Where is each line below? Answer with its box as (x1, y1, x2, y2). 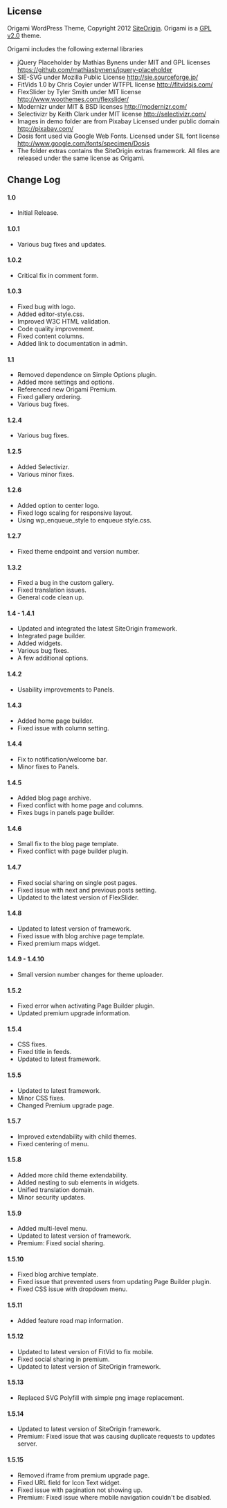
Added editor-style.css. (17, 310, 84, 318)
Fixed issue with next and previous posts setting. (17, 886, 157, 894)
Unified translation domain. (17, 1186, 95, 1194)
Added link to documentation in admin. (17, 340, 128, 348)
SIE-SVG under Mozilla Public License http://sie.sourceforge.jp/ (17, 73, 199, 81)
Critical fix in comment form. (17, 271, 99, 279)
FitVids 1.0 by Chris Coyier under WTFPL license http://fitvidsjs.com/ (17, 80, 213, 89)
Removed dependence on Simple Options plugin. (17, 371, 157, 379)
